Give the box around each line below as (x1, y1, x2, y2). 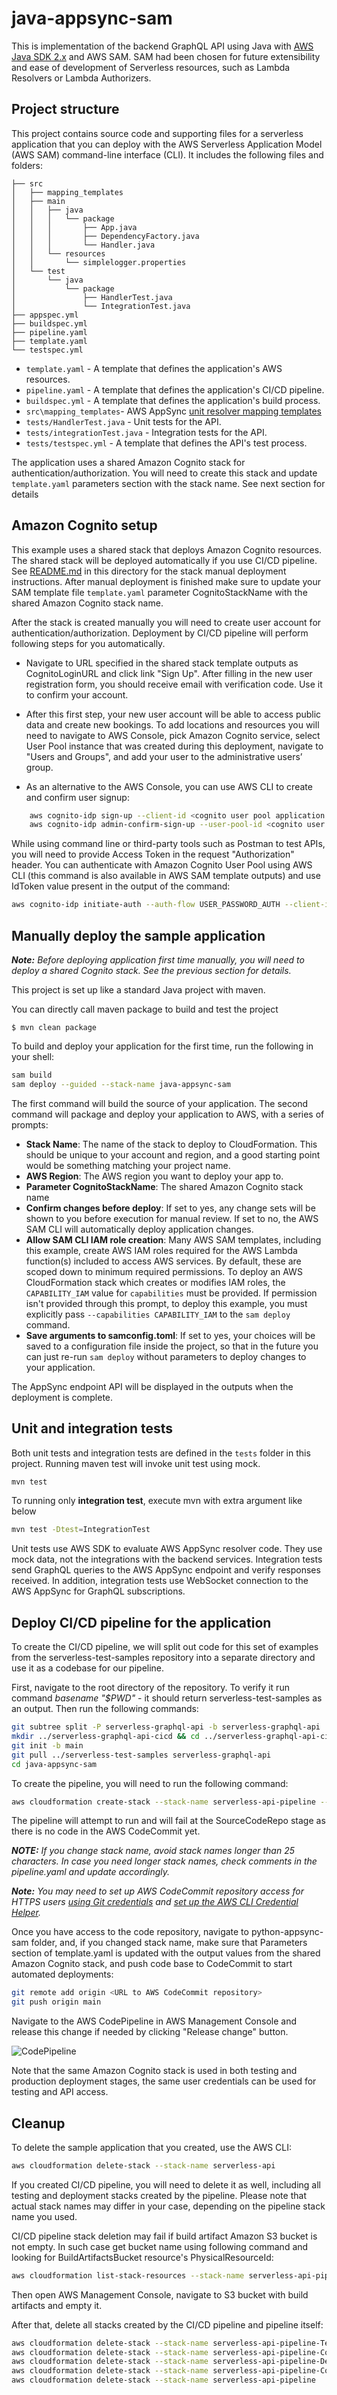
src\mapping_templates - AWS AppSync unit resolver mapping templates (25, 405, 322, 417)
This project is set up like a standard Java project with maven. (11, 984, 266, 996)
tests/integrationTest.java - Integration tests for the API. (25, 426, 268, 438)
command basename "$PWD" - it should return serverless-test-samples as (11, 1692, 323, 1704)
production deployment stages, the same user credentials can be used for (11, 2075, 317, 2087)
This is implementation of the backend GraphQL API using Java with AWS (11, 40, 314, 52)
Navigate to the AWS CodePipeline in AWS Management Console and (11, 2015, 297, 2027)
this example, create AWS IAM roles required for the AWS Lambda (25, 1244, 298, 1256)
